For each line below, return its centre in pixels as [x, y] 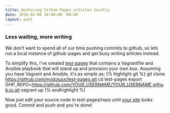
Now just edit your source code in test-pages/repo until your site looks [79, 99]
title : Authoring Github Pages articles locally [58, 10]
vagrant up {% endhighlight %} [53, 90]
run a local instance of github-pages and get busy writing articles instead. [82, 53]
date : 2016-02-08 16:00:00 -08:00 [42, 15]
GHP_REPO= [19, 84]
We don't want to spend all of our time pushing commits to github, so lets [82, 48]
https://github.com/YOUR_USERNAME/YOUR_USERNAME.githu [97, 84]
